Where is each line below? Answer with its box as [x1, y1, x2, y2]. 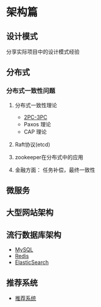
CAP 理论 [23, 128, 47, 135]
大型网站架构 [6, 208, 54, 218]
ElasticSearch [14, 259, 49, 266]
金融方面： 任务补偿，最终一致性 [14, 166, 96, 174]
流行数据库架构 [6, 230, 62, 240]
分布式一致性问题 [6, 87, 56, 95]
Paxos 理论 [23, 120, 51, 127]
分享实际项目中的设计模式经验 [6, 48, 79, 55]
